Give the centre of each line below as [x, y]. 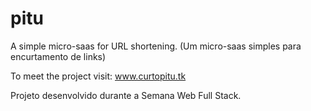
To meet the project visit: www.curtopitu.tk [98, 76]
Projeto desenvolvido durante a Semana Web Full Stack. [126, 95]
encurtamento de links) [58, 56]
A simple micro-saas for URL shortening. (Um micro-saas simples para [156, 46]
